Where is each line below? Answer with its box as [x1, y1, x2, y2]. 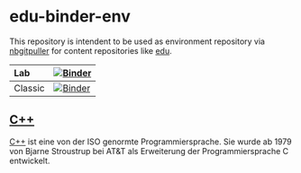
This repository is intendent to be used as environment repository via [9, 36, 266, 47]
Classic [14, 82, 45, 94]
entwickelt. [9, 155, 50, 166]
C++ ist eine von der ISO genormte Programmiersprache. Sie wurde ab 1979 [9, 136, 292, 147]
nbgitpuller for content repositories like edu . [9, 45, 173, 56]
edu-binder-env [9, 6, 131, 27]
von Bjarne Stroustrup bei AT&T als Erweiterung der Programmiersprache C [9, 145, 289, 156]
